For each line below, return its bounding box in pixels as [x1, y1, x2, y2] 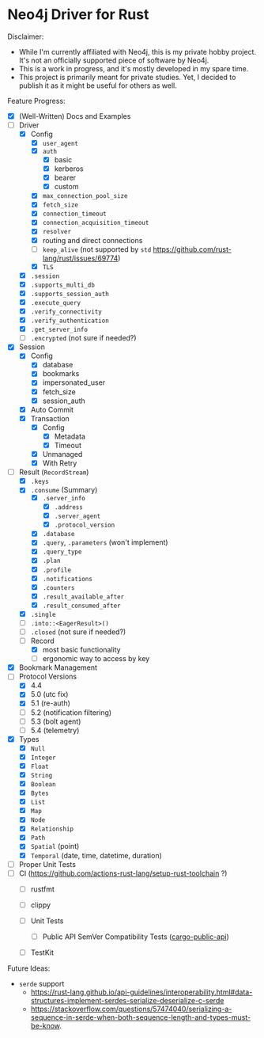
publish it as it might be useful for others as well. [18, 81, 177, 90]
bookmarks [42, 369, 80, 378]
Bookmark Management [18, 663, 98, 672]
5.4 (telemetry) [30, 725, 80, 735]
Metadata [54, 432, 86, 441]
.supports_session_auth [30, 290, 110, 298]
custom [54, 182, 79, 192]
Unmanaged [42, 449, 83, 458]
